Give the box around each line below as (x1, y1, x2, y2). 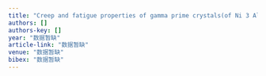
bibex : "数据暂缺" (8, 56, 65, 64)
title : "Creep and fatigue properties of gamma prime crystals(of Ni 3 (8, 11, 249, 20)
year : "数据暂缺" (8, 33, 61, 42)
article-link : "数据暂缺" (8, 41, 89, 49)
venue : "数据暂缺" (8, 48, 65, 56)
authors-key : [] (8, 26, 62, 34)
